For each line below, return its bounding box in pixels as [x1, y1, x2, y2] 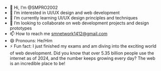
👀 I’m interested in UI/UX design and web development [9, 10, 120, 16]
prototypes [9, 25, 32, 31]
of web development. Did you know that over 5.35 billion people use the [9, 50, 155, 56]
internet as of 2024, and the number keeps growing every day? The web [9, 55, 156, 61]
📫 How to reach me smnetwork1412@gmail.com [9, 31, 108, 36]
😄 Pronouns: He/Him [9, 38, 53, 43]
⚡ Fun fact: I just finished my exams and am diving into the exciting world [9, 43, 157, 49]
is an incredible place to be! [9, 61, 65, 66]
